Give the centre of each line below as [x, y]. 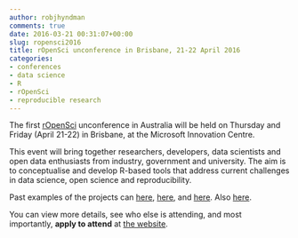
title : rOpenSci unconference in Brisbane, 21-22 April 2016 [125, 51]
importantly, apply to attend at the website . [89, 224]
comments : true [37, 26]
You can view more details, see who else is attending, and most [125, 215]
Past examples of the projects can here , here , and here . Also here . [130, 197]
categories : [31, 59]
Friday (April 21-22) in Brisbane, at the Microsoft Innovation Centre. [132, 135]
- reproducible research [55, 100]
